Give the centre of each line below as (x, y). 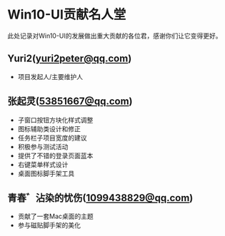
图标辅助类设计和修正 (49, 128)
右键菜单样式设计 (43, 164)
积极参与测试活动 (43, 146)
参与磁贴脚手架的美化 (49, 225)
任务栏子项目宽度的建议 (52, 138)
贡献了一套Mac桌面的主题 (56, 216)
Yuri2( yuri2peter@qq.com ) (70, 59)
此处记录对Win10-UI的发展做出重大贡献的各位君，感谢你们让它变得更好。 (115, 36)
